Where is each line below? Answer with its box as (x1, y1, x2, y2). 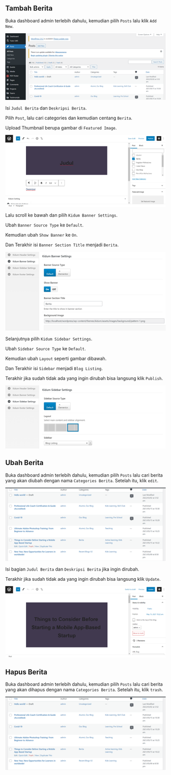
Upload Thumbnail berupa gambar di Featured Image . (5, 125, 117, 131)
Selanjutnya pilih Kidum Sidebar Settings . (5, 335, 93, 342)
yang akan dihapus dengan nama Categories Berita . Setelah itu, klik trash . (5, 686, 163, 692)
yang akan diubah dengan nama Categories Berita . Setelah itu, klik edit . (5, 477, 159, 483)
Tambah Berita (5, 4, 53, 13)
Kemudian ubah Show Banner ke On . (5, 231, 78, 238)
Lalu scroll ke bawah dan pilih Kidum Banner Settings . (5, 212, 118, 218)
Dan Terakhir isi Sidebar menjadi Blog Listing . (5, 365, 103, 371)
